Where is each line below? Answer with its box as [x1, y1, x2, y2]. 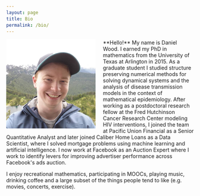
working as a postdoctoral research [103, 102, 190, 109]
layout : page [6, 10, 39, 15]
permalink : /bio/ [6, 22, 49, 28]
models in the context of [103, 90, 162, 97]
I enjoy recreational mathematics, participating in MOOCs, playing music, [6, 170, 185, 178]
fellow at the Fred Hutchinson [103, 109, 176, 116]
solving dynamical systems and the [103, 77, 189, 84]
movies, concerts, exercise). [6, 183, 76, 190]
